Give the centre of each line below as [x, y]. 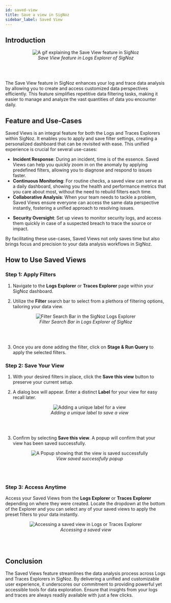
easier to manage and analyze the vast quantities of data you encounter [81, 99]
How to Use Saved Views [46, 260]
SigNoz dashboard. [33, 291]
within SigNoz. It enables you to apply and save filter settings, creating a [81, 139]
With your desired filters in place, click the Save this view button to [83, 376]
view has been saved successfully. [49, 443]
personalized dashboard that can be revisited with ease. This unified [77, 144]
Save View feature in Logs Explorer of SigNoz [86, 58]
